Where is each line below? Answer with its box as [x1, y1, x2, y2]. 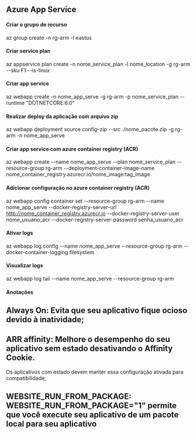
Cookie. [6, 353, 35, 363]
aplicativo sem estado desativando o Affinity [6, 344, 173, 354]
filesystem [69, 248, 95, 255]
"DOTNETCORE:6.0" [26, 100, 75, 106]
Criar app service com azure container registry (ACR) [6, 145, 139, 152]
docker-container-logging [6, 248, 68, 255]
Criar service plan [6, 47, 51, 54]
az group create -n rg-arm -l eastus [6, 34, 92, 41]
